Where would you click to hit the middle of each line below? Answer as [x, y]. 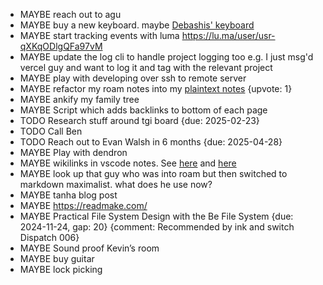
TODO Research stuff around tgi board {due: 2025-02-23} [139, 120]
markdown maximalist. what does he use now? [116, 184]
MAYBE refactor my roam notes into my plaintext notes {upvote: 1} [156, 88]
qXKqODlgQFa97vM [61, 46]
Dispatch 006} [49, 237]
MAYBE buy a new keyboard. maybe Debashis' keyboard [137, 25]
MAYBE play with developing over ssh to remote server [133, 78]
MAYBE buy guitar [57, 258]
